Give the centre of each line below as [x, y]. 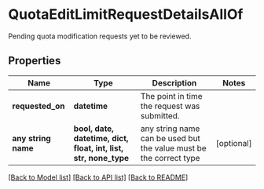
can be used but [170, 138]
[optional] [234, 143]
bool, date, [93, 129]
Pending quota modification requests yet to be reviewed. [100, 36]
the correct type [170, 158]
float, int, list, [99, 148]
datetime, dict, [101, 138]
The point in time [171, 96]
